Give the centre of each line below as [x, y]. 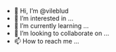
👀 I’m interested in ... [44, 18]
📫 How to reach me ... [46, 41]
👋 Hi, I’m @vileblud [41, 11]
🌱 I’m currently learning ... [51, 26]
